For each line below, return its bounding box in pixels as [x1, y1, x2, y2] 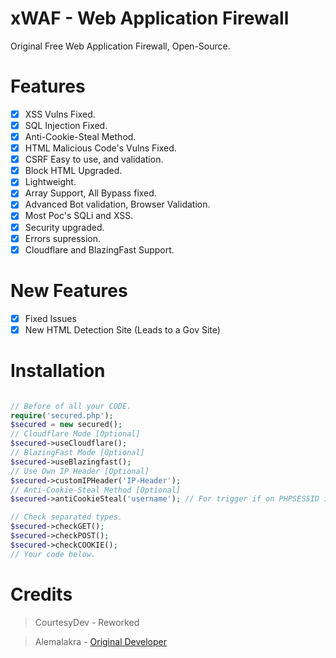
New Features [10, 279, 128, 302]
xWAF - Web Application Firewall [10, 7, 290, 30]
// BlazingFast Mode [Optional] [10, 448, 145, 458]
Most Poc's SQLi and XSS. [24, 210, 134, 222]
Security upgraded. [24, 221, 105, 233]
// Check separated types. [10, 512, 123, 522]
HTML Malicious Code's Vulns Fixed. [24, 142, 177, 154]
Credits [10, 583, 73, 606]
